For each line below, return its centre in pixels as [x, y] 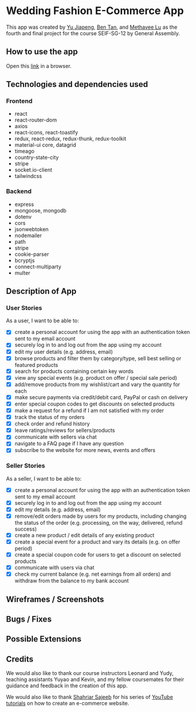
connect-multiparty [38, 266]
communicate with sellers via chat [56, 437]
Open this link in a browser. [39, 66]
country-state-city [37, 157]
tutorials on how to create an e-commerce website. [68, 703]
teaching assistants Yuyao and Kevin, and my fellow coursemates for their [95, 680]
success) [25, 529]
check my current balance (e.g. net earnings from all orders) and [92, 574]
